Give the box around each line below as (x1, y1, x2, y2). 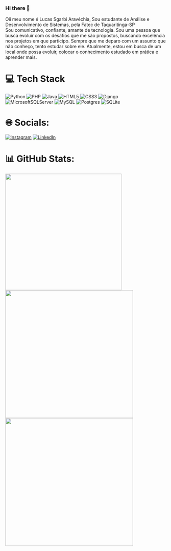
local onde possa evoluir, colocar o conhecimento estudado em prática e (5, 49, 158, 55)
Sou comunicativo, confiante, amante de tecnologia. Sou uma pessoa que (5, 27, 161, 33)
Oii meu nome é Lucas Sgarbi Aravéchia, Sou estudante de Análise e (5, 16, 150, 23)
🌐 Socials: (5, 117, 50, 128)
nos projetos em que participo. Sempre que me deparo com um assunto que (5, 38, 166, 44)
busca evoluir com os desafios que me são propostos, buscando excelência (5, 33, 165, 39)
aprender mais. (5, 54, 37, 60)
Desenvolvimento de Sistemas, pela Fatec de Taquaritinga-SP (5, 21, 135, 28)
